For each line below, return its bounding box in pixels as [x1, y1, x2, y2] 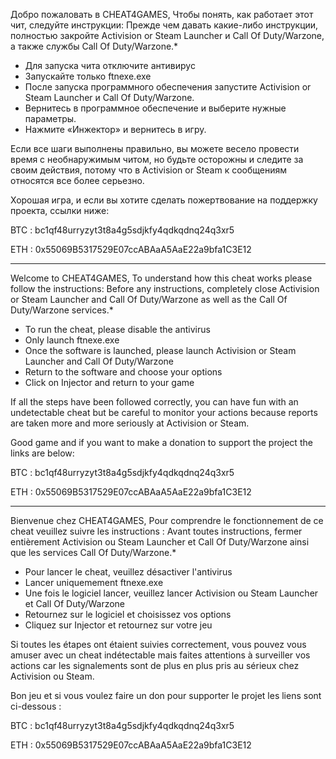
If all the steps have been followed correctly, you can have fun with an [10, 396, 299, 408]
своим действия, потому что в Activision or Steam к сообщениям [10, 164, 288, 176]
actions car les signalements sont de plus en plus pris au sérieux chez [10, 660, 300, 671]
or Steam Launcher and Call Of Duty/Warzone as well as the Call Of [10, 294, 288, 305]
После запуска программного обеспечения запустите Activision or [24, 81, 312, 93]
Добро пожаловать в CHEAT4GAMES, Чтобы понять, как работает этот [10, 9, 314, 20]
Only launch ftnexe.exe [24, 334, 120, 346]
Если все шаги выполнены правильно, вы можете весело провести [10, 143, 300, 154]
